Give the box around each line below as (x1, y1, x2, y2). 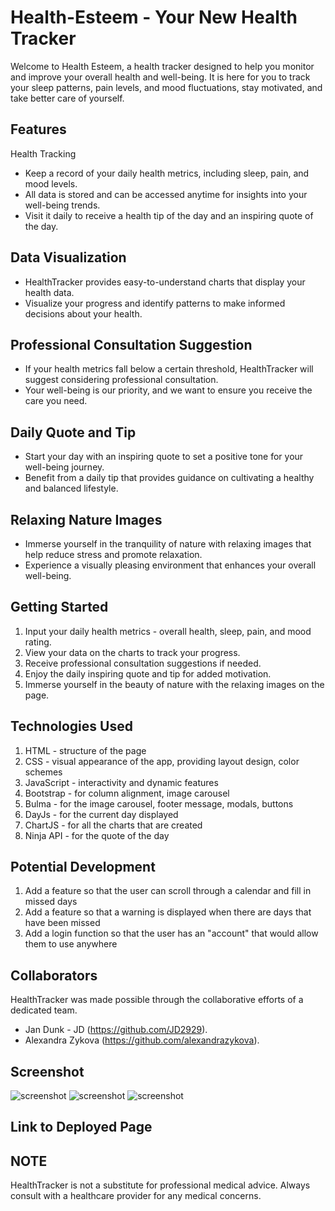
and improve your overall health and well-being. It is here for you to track (10, 71, 311, 83)
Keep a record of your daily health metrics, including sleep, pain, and (24, 167, 310, 179)
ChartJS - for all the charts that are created (24, 819, 203, 831)
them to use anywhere (24, 938, 118, 950)
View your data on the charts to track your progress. (24, 646, 241, 658)
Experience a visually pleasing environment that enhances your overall (24, 559, 317, 571)
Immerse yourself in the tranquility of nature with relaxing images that (24, 538, 312, 550)
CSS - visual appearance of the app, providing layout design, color (24, 755, 300, 767)
